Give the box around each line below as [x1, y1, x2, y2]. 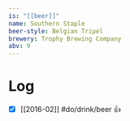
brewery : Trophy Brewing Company [8, 34, 122, 43]
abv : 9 [8, 42, 31, 50]
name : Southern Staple [8, 19, 85, 28]
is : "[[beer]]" [8, 11, 60, 20]
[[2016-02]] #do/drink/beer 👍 [19, 105, 122, 115]
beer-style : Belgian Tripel [8, 27, 104, 35]
